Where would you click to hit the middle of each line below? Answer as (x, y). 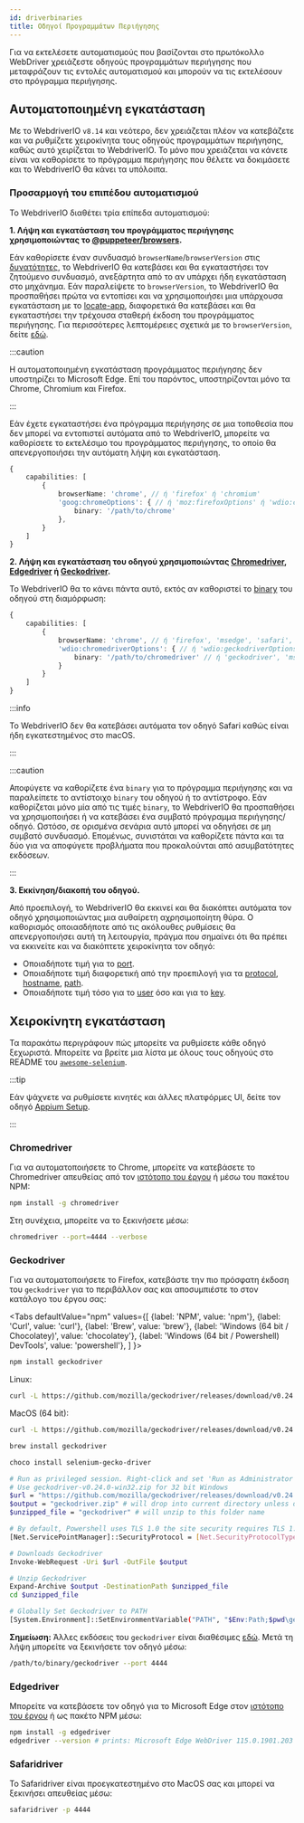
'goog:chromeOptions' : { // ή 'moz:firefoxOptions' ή (161, 503)
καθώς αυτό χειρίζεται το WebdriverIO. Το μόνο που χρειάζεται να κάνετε (149, 150)
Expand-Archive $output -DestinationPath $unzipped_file (119, 1587)
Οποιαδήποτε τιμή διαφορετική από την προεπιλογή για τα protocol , (150, 973)
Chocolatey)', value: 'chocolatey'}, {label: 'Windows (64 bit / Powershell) (145, 1336)
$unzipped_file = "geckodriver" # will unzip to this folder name (137, 1513)
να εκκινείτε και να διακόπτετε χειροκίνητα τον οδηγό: (112, 946)
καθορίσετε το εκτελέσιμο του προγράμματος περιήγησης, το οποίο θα (143, 442)
